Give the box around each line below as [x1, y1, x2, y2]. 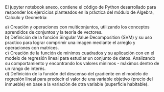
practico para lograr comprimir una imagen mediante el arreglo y [5, 40, 136, 46]
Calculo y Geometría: [5, 15, 47, 20]
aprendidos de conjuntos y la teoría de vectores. [5, 29, 103, 35]
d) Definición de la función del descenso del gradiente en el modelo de [5, 71, 148, 76]
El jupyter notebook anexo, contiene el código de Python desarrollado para [5, 4, 156, 10]
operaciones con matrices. [5, 45, 59, 50]
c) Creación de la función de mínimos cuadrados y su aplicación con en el [5, 50, 155, 56]
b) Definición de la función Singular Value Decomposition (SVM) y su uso [5, 34, 153, 40]
